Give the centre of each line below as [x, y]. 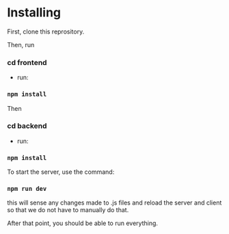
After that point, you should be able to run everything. [83, 223]
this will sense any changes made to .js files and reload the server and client [114, 203]
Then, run [21, 44]
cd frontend [27, 62]
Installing [34, 13]
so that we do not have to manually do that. [68, 210]
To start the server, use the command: [61, 172]
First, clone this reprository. [46, 31]
